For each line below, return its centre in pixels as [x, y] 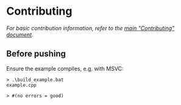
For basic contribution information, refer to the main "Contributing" [90, 28]
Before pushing [36, 54]
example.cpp [21, 85]
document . [20, 34]
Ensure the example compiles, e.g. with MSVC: [65, 68]
